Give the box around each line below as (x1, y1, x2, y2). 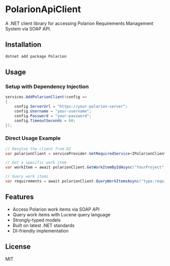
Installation (5, 41, 41, 49)
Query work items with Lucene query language (12, 211, 111, 217)
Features (5, 193, 34, 201)
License (5, 242, 31, 251)
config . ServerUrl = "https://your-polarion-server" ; (14, 104, 128, 109)
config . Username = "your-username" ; (14, 108, 92, 113)
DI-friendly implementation (12, 227, 69, 234)
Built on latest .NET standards (12, 222, 75, 229)
